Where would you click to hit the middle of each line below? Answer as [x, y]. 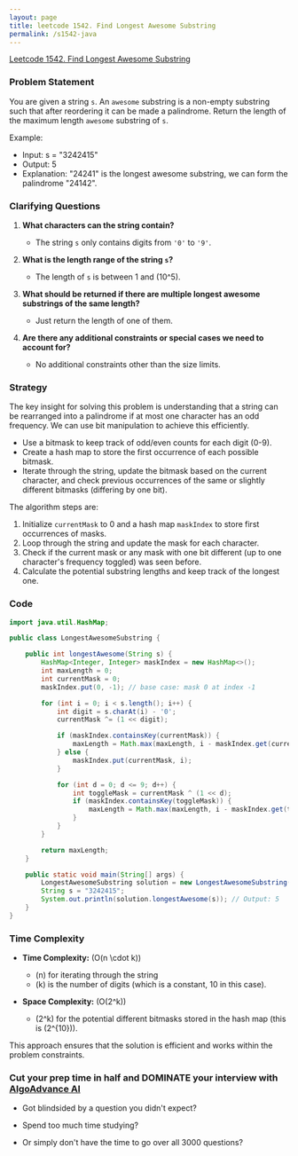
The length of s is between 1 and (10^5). [108, 277]
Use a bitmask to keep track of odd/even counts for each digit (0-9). [147, 443]
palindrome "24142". [59, 183]
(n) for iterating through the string [97, 975]
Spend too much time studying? [80, 1125]
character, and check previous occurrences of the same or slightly [144, 481]
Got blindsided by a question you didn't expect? [109, 1108]
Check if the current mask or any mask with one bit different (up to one [152, 553]
